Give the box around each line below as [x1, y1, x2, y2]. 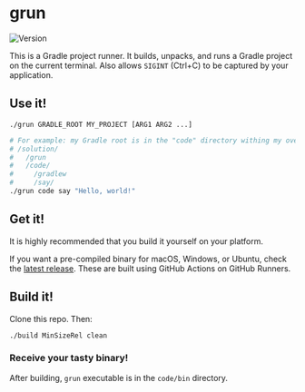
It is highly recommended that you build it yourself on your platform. [9, 235, 263, 247]
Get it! [9, 211, 45, 227]
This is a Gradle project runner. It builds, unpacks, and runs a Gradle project [9, 50, 293, 61]
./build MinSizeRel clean [9, 330, 107, 340]
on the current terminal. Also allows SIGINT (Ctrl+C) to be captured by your [9, 60, 289, 71]
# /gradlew [9, 170, 67, 179]
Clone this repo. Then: [9, 313, 93, 324]
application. [9, 69, 54, 80]
